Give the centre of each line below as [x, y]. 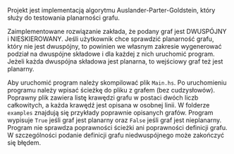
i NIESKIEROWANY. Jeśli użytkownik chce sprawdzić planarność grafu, [111, 39]
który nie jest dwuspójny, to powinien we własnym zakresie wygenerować [115, 46]
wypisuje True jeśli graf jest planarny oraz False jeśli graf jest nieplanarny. [115, 120]
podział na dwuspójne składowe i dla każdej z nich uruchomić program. [111, 54]
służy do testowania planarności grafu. [63, 18]
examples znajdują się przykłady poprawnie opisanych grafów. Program [110, 113]
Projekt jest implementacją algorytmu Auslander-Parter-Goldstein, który [111, 10]
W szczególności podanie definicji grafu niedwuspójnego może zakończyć [116, 135]
